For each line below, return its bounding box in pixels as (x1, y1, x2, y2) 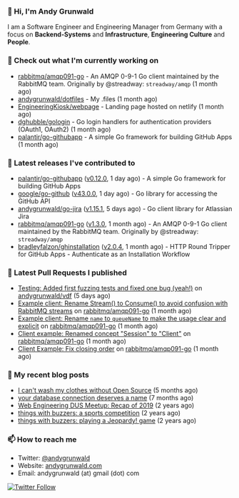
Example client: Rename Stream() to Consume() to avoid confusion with (17, 299, 228, 308)
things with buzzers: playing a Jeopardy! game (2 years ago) (17, 417, 197, 425)
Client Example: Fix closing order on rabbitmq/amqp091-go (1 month (17, 345, 219, 353)
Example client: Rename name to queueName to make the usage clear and (17, 314, 227, 323)
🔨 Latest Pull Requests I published (7, 268, 127, 278)
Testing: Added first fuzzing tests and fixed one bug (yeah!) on (17, 284, 203, 293)
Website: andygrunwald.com (17, 461, 102, 469)
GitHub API (17, 196, 51, 205)
